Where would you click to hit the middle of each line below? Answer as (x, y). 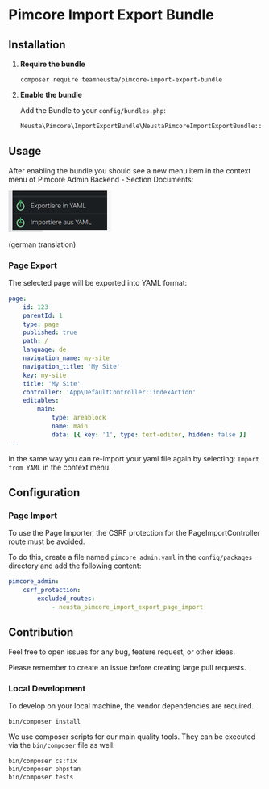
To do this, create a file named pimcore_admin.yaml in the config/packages (130, 557)
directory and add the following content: (75, 566)
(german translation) (42, 244)
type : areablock (79, 418)
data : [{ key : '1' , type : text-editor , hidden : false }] (149, 434)
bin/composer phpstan (45, 769)
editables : (41, 401)
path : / (35, 341)
